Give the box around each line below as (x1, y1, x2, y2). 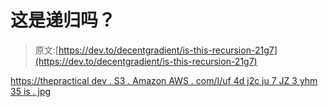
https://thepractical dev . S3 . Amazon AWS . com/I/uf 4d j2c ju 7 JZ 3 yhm (10, 74, 318, 86)
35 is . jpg (10, 85, 52, 97)
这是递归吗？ (10, 9, 117, 32)
